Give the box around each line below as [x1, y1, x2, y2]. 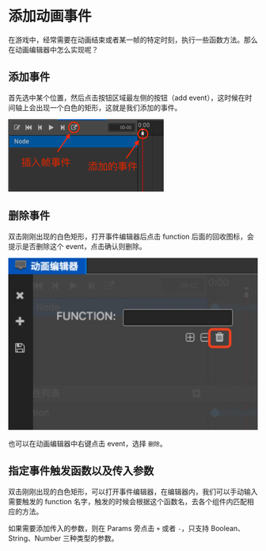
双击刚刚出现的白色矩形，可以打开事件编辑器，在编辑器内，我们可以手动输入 [8, 487, 258, 496]
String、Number [8, 533, 62, 543]
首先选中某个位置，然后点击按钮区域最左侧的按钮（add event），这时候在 [8, 93, 245, 102]
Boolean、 [211, 523, 245, 533]
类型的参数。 [76, 533, 119, 543]
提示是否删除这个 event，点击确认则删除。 [8, 241, 146, 251]
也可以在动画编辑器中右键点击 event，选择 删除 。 [8, 439, 168, 449]
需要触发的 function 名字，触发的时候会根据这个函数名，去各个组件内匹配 [8, 496, 248, 506]
